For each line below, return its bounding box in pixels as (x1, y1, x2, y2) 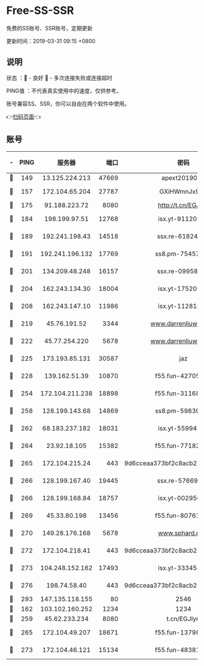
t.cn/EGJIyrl (166, 614, 200, 623)
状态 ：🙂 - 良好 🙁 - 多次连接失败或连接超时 (6, 74, 112, 81)
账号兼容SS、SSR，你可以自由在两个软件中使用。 (6, 100, 130, 107)
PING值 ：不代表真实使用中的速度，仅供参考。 (6, 87, 122, 94)
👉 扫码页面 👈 (6, 113, 41, 120)
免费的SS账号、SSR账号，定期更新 (6, 24, 93, 32)
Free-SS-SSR (6, 4, 74, 18)
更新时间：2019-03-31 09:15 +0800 (6, 37, 96, 44)
